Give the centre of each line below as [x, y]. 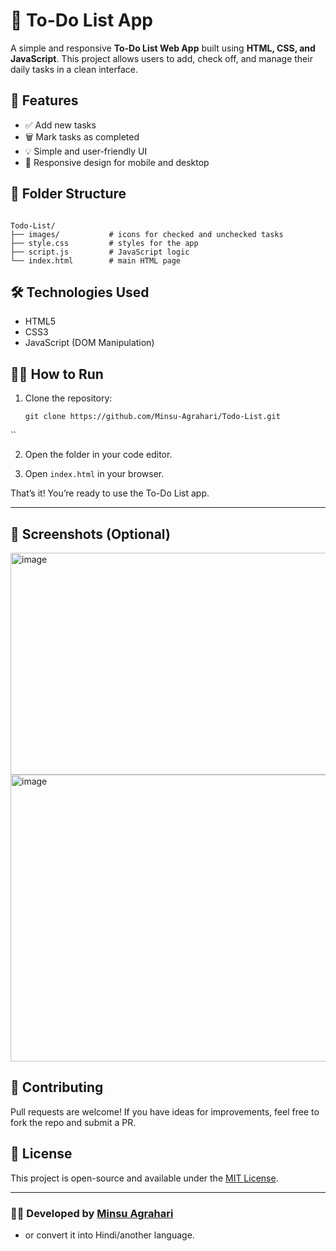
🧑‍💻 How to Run [57, 374]
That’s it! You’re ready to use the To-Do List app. [110, 493]
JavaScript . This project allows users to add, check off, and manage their [161, 58]
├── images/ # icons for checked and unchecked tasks [147, 234]
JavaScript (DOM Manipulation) [89, 343]
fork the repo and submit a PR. [73, 1122]
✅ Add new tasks [60, 125]
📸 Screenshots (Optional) [90, 534]
